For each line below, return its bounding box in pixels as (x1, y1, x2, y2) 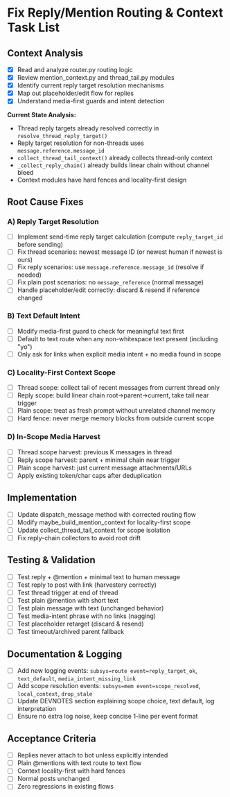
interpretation (17, 705, 57, 713)
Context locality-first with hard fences (17, 766, 126, 775)
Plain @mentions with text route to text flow (17, 759, 142, 767)
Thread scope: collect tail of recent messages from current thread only (17, 384, 220, 392)
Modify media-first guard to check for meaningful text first (17, 327, 184, 335)
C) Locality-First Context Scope (7, 368, 116, 377)
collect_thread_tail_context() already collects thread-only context (17, 154, 213, 162)
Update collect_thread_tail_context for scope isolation (17, 526, 171, 534)
